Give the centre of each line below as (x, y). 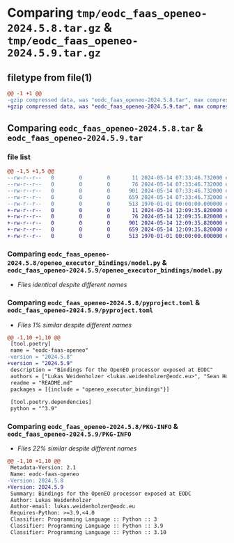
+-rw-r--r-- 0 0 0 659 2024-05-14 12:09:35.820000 (115, 230)
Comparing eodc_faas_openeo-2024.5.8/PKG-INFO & (93, 426)
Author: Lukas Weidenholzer (51, 500)
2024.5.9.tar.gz (54, 53)
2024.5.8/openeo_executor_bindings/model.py (84, 263)
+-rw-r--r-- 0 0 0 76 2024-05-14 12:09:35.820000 (115, 217)
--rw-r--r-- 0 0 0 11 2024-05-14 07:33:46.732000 (115, 178)
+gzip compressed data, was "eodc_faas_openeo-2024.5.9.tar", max (106, 106)
